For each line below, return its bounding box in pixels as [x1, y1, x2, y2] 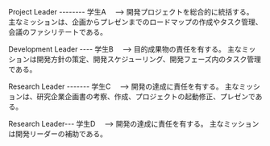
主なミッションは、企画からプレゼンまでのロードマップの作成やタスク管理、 [8, 17, 263, 27]
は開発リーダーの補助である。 [8, 129, 107, 139]
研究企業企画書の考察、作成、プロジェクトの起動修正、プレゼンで [35, 92, 255, 101]
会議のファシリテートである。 [8, 27, 107, 36]
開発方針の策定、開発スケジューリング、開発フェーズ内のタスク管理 [35, 55, 262, 64]
